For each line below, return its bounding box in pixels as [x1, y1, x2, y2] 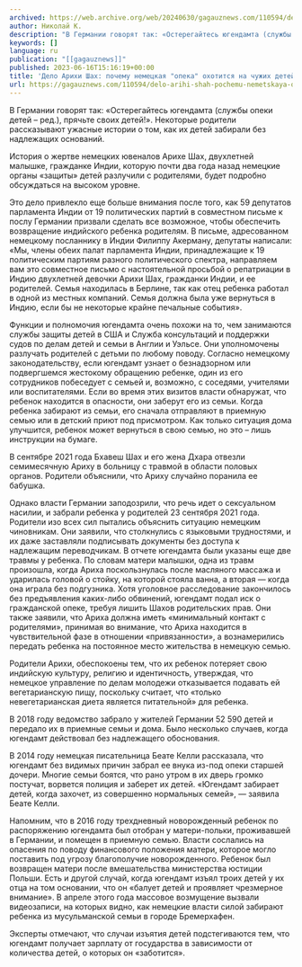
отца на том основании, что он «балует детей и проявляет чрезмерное [9, 882, 283, 892]
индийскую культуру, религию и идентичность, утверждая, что [9, 667, 253, 679]
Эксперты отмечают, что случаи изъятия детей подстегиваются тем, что [9, 927, 290, 939]
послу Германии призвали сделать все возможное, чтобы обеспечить [9, 216, 280, 226]
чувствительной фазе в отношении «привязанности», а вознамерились [9, 631, 285, 642]
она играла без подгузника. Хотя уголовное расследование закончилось [9, 583, 292, 594]
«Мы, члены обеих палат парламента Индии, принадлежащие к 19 [9, 244, 265, 255]
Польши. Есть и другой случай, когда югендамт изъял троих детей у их [9, 873, 285, 883]
